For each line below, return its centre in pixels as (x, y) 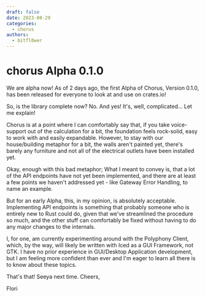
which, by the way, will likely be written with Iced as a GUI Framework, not (100, 245)
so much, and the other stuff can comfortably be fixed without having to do (101, 220)
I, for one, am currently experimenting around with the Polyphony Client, (98, 238)
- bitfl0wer (27, 40)
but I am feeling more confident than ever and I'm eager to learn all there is (101, 258)
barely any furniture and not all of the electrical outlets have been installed (100, 150)
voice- (179, 125)
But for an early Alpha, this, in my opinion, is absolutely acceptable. (91, 201)
